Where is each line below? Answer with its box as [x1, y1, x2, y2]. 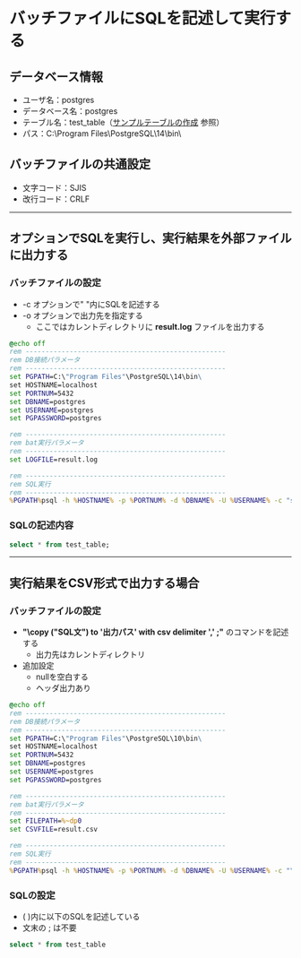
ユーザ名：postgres [21, 95, 95, 105]
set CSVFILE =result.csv [9, 825, 99, 834]
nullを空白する [35, 671, 89, 682]
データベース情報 [9, 69, 103, 84]
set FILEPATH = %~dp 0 [9, 816, 82, 825]
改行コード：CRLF [21, 194, 90, 204]
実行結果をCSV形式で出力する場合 [9, 575, 200, 591]
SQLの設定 [9, 889, 56, 902]
